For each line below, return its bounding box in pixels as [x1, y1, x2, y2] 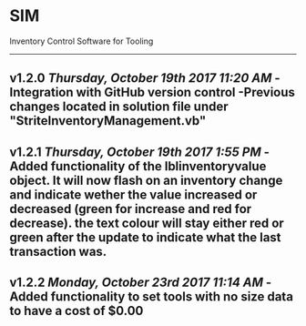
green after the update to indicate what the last [9, 229, 281, 245]
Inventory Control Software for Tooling [9, 36, 154, 46]
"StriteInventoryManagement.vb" [9, 113, 207, 128]
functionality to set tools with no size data [50, 289, 294, 305]
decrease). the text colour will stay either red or [9, 215, 284, 230]
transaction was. [9, 243, 107, 260]
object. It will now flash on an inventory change [9, 172, 283, 188]
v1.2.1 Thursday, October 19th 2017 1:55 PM [9, 144, 261, 159]
